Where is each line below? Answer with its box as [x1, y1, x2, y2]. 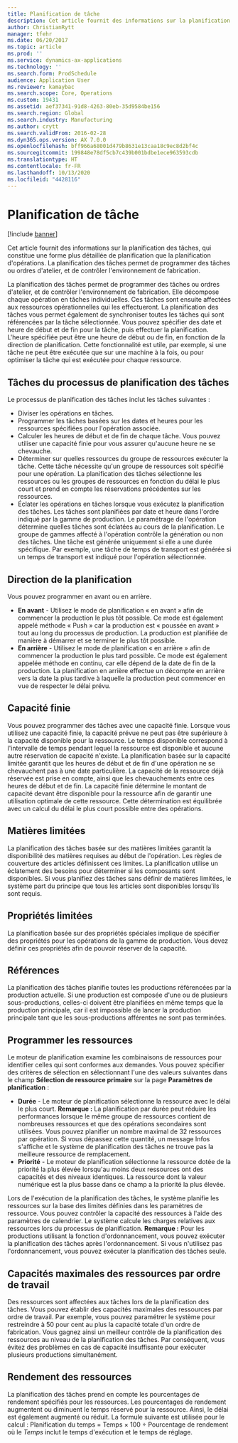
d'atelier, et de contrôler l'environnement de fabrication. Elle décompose [7, 287, 220, 296]
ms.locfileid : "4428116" [7, 176, 81, 183]
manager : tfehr [7, 30, 53, 38]
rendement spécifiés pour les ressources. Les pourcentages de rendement [7, 1397, 227, 1406]
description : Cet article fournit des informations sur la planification [7, 17, 231, 24]
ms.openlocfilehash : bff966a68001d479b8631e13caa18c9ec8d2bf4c [7, 143, 199, 150]
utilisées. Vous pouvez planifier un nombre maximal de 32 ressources [17, 1127, 222, 1136]
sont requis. [7, 889, 43, 897]
